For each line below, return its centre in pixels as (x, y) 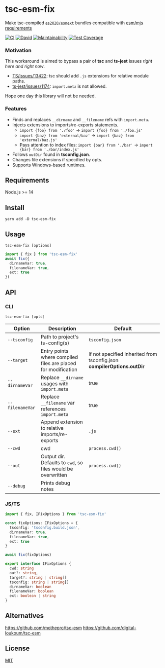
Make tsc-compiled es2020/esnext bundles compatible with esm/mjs (74, 23)
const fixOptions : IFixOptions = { (41, 523)
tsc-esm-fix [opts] (25, 317)
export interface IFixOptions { (38, 564)
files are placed (59, 363)
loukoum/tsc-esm (23, 633)
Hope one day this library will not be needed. (50, 96)
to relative (52, 428)
